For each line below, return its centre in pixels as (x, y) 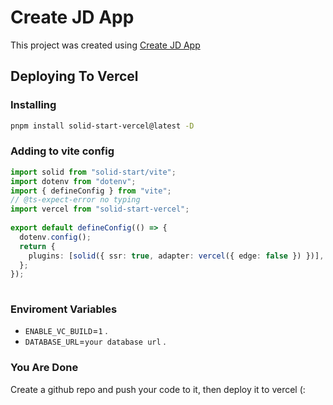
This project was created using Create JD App (105, 45)
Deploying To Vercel (74, 76)
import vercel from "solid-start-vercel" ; (100, 209)
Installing (33, 105)
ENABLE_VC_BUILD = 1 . (66, 331)
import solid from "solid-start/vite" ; (93, 172)
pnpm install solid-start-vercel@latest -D (102, 126)
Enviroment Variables (64, 309)
